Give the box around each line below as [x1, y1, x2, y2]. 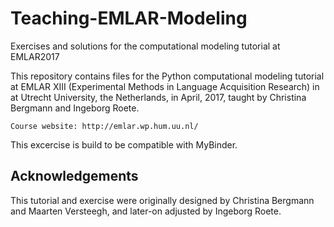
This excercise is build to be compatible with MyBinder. [10, 138, 238, 151]
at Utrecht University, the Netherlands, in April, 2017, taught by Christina [10, 91, 307, 103]
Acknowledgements [10, 168, 139, 185]
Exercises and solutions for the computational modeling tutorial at [10, 40, 281, 52]
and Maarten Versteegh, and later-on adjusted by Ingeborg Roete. [10, 205, 282, 217]
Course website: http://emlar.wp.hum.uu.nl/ [10, 121, 199, 131]
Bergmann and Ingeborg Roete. [10, 102, 140, 114]
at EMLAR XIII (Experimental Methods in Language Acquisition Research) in [10, 80, 320, 92]
